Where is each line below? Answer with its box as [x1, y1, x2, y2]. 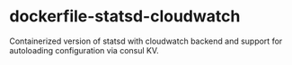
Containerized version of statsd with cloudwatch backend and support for [9, 36, 283, 46]
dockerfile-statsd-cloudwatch [9, 6, 241, 27]
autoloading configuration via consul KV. [9, 45, 159, 55]
